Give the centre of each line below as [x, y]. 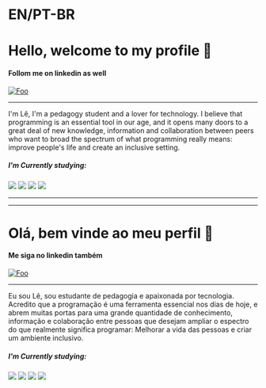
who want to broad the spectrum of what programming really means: [120, 139]
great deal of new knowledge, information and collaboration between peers [131, 130]
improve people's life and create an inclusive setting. [94, 147]
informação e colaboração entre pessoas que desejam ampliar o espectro [129, 321]
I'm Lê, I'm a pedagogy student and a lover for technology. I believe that [125, 113]
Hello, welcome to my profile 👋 [110, 51]
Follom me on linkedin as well [57, 73]
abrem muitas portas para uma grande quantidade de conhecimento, [121, 312]
